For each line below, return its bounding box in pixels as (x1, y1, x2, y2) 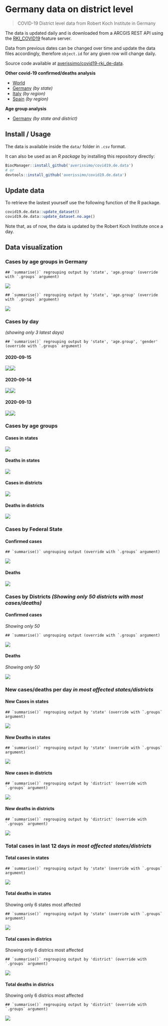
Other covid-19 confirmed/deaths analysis (5, 70, 96, 76)
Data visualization (5, 243, 63, 252)
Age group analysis (5, 105, 47, 111)
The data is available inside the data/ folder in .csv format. (5, 143, 126, 149)
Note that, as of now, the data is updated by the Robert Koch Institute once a (5, 223, 163, 229)
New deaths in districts (5, 806, 55, 812)
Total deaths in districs (5, 981, 54, 987)
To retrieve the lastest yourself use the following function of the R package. (5, 200, 161, 206)
